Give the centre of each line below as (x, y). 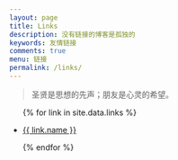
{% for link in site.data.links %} (80, 112)
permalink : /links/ (46, 68)
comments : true (38, 51)
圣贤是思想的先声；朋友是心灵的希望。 (102, 94)
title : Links (34, 26)
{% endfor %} (48, 147)
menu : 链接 (28, 59)
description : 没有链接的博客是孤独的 (72, 34)
